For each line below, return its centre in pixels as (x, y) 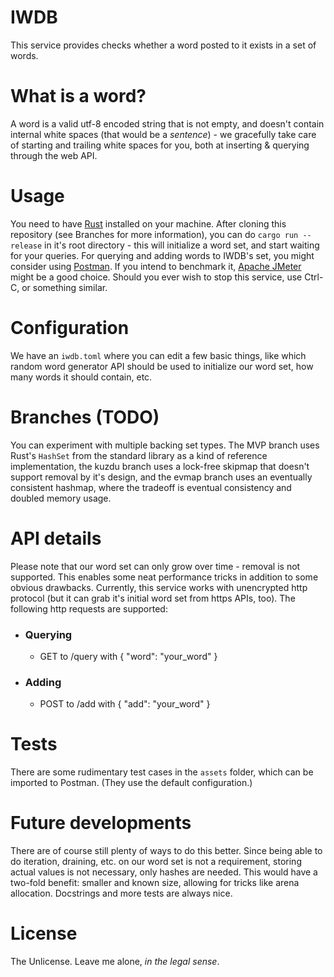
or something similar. (64, 287)
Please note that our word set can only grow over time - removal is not (155, 566)
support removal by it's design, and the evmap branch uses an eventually (161, 477)
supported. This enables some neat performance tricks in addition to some (164, 577)
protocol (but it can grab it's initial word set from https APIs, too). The (153, 598)
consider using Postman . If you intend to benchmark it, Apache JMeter (156, 266)
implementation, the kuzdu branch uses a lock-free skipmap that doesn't (160, 466)
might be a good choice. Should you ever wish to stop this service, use (156, 277)
